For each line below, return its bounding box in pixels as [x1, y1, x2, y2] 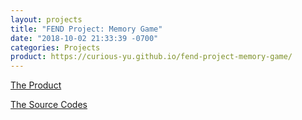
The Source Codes [10, 99, 88, 111]
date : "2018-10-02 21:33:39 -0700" [10, 33, 159, 43]
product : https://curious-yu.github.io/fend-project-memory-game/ [10, 52, 293, 62]
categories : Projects [10, 42, 101, 53]
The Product [10, 79, 62, 91]
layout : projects [10, 14, 83, 25]
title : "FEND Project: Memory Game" [10, 24, 163, 34]
